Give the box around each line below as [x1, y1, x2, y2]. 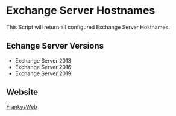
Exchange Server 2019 [14, 70, 71, 77]
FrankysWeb [6, 103, 37, 110]
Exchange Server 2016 [14, 63, 71, 70]
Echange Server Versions [6, 41, 104, 51]
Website [6, 87, 38, 97]
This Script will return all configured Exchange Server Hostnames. [6, 23, 170, 31]
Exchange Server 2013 [14, 56, 71, 64]
